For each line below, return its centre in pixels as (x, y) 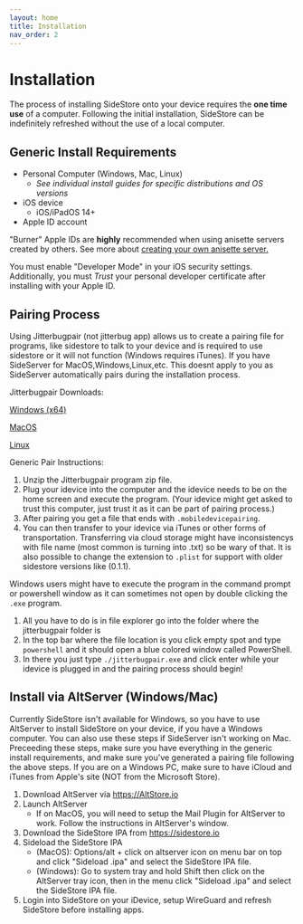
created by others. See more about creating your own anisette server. (139, 249)
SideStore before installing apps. (83, 910)
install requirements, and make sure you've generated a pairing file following (152, 757)
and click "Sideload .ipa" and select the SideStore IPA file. (143, 862)
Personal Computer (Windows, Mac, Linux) (103, 174)
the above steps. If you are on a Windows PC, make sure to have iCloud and (151, 767)
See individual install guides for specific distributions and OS (150, 184)
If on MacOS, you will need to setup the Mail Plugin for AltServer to (161, 813)
